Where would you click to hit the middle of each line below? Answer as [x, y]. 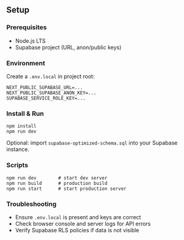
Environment [26, 63]
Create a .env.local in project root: [51, 76]
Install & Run [25, 114]
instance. [18, 150]
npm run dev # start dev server [57, 178]
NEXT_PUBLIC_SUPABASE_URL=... [45, 87]
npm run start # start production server [66, 189]
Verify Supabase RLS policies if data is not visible [77, 230]
